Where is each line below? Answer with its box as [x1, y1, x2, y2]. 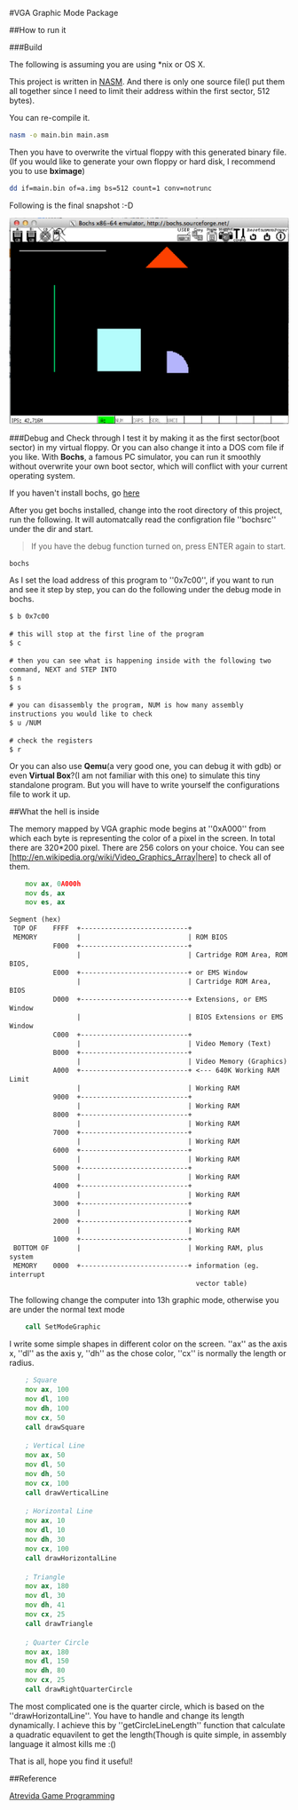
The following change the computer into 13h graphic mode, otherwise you [9, 1295, 279, 1306]
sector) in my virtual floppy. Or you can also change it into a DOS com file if [9, 441, 285, 452]
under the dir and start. [9, 523, 94, 534]
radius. [9, 1358, 35, 1369]
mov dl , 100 [25, 1394, 69, 1403]
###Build [9, 42, 43, 52]
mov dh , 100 [25, 1403, 69, 1413]
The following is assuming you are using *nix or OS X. [9, 60, 206, 69]
